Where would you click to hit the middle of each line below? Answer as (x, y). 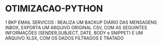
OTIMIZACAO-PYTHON (54, 9)
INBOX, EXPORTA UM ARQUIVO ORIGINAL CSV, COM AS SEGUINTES (76, 27)
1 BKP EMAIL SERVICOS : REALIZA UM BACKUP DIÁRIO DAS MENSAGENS (81, 22)
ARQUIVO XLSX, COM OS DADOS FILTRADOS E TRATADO (64, 38)
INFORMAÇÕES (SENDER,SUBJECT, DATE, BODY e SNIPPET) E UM (74, 33)
